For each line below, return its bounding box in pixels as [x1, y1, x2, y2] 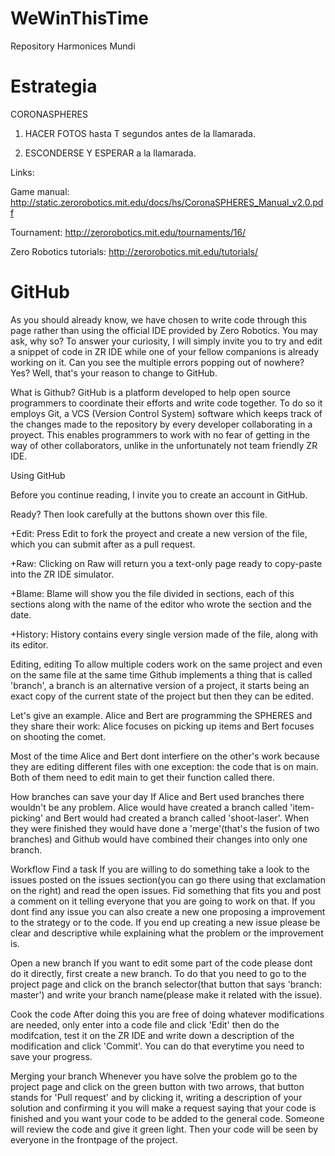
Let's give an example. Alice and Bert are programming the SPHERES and [10, 709, 313, 721]
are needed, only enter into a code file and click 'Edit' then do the [10, 1018, 280, 1031]
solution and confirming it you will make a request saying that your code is [10, 1102, 317, 1114]
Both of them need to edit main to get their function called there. [10, 771, 276, 783]
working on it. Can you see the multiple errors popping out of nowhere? [10, 356, 305, 368]
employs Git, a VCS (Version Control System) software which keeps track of [10, 407, 323, 419]
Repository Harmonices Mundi [10, 40, 136, 52]
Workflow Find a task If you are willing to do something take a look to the [10, 863, 310, 875]
